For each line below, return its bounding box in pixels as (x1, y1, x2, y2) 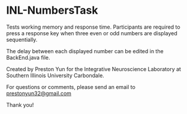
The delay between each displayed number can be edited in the (6, 47, 164, 54)
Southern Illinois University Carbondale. (6, 72, 105, 79)
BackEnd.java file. (6, 54, 50, 61)
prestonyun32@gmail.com (6, 90, 72, 97)
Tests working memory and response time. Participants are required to (6, 23, 181, 30)
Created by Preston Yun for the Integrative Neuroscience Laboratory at (6, 65, 182, 72)
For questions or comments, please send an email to (6, 83, 136, 90)
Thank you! (6, 101, 34, 108)
